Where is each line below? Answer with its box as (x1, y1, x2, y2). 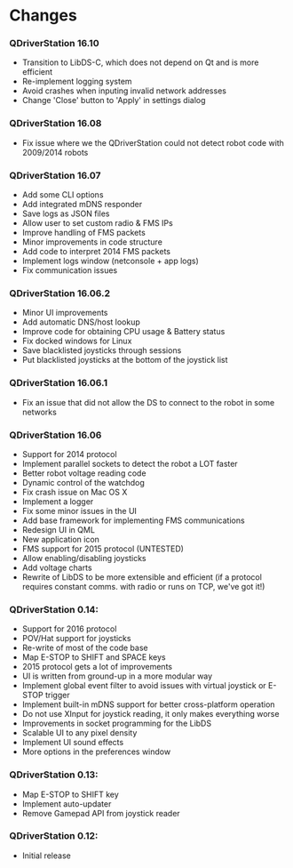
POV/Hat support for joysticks (21, 633, 131, 644)
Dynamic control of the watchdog (21, 477, 145, 487)
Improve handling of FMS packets (21, 228, 146, 238)
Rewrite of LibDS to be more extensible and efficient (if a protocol (21, 571, 262, 583)
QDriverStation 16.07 (9, 169, 101, 181)
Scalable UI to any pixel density (21, 727, 138, 738)
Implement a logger (21, 495, 94, 507)
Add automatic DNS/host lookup (21, 317, 140, 327)
